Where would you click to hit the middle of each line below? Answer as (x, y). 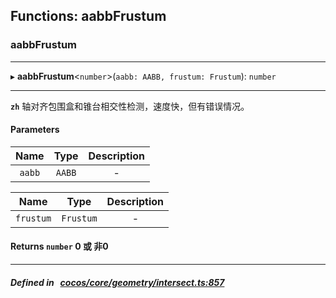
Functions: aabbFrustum (88, 16)
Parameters (35, 130)
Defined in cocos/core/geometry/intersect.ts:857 (117, 282)
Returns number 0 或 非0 (59, 246)
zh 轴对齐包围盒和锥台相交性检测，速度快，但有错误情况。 (130, 106)
